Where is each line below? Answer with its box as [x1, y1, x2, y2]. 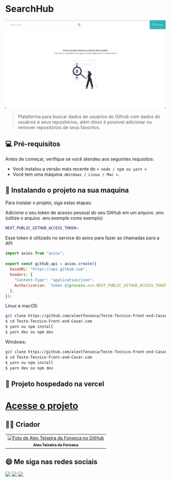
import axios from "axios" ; [5, 251, 65, 256]
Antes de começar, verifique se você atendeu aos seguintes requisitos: [5, 156, 154, 162]
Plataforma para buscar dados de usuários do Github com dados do [17, 113, 160, 120]
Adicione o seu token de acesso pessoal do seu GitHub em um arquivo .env [5, 209, 164, 215]
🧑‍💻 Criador [5, 420, 41, 429]
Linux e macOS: [5, 303, 39, 309]
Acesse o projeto [5, 400, 78, 412]
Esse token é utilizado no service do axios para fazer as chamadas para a [5, 234, 160, 240]
